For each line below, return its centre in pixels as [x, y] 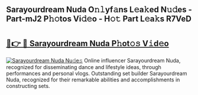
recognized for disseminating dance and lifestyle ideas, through [84, 67]
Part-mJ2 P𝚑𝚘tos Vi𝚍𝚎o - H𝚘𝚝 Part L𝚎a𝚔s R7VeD [99, 19]
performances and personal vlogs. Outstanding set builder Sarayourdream [97, 73]
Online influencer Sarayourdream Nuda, [132, 60]
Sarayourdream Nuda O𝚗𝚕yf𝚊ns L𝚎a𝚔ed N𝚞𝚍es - [99, 10]
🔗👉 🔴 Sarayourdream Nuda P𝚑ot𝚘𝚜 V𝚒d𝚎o [88, 43]
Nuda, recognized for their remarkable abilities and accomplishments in [93, 80]
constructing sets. [28, 86]
